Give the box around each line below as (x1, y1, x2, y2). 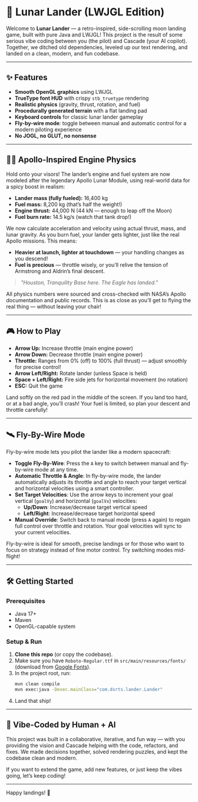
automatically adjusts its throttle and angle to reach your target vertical (14, 479, 187, 486)
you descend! (14, 255, 48, 262)
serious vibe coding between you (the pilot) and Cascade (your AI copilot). (6, 37, 187, 44)
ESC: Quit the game (14, 382, 63, 389)
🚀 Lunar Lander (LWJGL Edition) (6, 5, 165, 19)
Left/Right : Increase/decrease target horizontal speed (23, 510, 155, 517)
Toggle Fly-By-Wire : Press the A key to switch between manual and (14, 460, 180, 467)
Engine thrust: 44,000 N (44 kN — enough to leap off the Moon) (14, 207, 173, 214)
